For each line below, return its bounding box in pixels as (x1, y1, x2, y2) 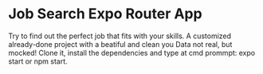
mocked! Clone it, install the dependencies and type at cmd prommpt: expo (8, 48, 256, 57)
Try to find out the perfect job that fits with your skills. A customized (8, 31, 232, 41)
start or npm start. (8, 56, 68, 66)
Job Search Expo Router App (8, 5, 202, 23)
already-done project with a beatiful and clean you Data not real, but (8, 39, 233, 49)
